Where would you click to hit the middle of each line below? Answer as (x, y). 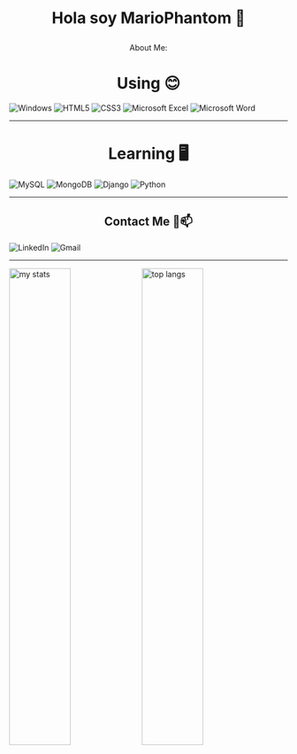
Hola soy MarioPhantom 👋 (148, 18)
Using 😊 (148, 84)
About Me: (148, 48)
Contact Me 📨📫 (148, 222)
